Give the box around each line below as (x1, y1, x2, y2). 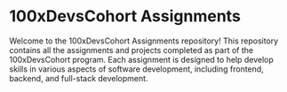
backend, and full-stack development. (9, 73, 148, 83)
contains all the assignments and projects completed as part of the (9, 44, 254, 55)
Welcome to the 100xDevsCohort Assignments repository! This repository (9, 35, 279, 46)
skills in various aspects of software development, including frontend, (9, 64, 264, 74)
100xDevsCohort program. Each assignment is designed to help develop (9, 54, 274, 65)
